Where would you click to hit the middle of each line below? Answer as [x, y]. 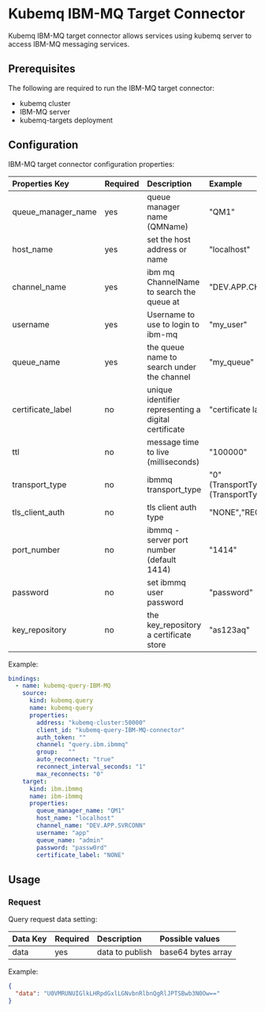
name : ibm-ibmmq [56, 796]
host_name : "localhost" [75, 818]
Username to [171, 315]
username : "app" [63, 833]
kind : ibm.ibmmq [56, 789]
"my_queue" [231, 362]
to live [158, 451]
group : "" [56, 752]
